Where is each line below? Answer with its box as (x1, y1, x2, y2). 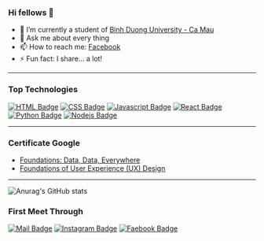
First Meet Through (8, 206, 84, 217)
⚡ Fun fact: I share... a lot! (19, 54, 103, 64)
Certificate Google (8, 137, 80, 148)
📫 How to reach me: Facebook (19, 43, 121, 52)
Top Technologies (8, 84, 79, 95)
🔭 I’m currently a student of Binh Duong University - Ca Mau (19, 25, 214, 35)
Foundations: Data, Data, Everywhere (19, 155, 141, 165)
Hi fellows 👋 (8, 7, 54, 18)
